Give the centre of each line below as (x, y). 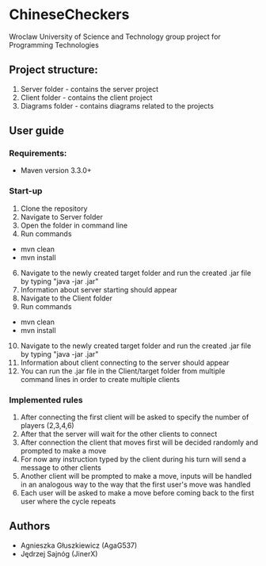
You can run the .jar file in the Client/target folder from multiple (123, 371)
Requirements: (38, 154)
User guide (36, 131)
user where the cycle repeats (68, 502)
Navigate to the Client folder (66, 298)
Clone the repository (54, 208)
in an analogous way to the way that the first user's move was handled (135, 484)
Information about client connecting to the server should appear (125, 362)
